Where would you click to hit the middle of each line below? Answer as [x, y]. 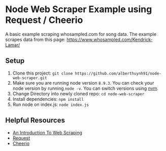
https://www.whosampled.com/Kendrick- [110, 40]
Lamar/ [13, 45]
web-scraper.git [30, 78]
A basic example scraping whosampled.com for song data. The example [81, 34]
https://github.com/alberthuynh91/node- [118, 73]
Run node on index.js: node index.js [51, 104]
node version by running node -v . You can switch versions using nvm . [86, 88]
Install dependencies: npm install [48, 99]
